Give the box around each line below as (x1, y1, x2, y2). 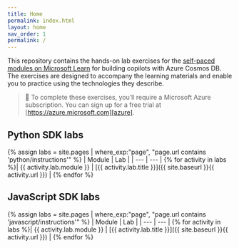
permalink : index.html (7, 17, 75, 24)
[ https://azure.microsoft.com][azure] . (24, 108, 135, 117)
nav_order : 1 (7, 30, 46, 38)
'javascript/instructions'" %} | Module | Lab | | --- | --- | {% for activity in (7, 217, 221, 226)
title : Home (7, 10, 43, 18)
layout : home (7, 24, 46, 31)
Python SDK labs (7, 129, 84, 141)
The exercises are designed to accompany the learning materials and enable (7, 72, 233, 81)
